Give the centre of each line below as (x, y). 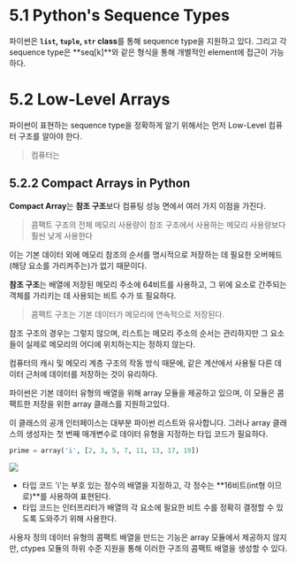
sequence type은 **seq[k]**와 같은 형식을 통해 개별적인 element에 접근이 (138, 52)
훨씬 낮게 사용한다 (61, 235)
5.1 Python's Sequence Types (119, 15)
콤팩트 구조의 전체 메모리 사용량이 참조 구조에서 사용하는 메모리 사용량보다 (158, 224)
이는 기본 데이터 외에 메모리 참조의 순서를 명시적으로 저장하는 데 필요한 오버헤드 (146, 254)
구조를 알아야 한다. (50, 136)
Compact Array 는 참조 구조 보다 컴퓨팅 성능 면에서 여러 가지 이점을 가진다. (138, 205)
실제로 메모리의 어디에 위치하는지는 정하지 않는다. (110, 344)
